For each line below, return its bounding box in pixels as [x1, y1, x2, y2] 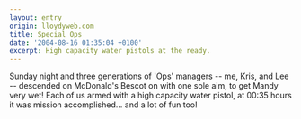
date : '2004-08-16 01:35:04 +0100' [9, 38, 143, 47]
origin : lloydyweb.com [9, 21, 94, 30]
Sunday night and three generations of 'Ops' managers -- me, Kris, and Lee [9, 71, 289, 81]
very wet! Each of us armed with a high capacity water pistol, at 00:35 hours [9, 90, 292, 101]
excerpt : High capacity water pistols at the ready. [9, 47, 211, 55]
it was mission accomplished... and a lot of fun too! [9, 99, 198, 110]
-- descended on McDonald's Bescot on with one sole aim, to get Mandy [9, 81, 279, 91]
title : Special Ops [9, 30, 83, 38]
